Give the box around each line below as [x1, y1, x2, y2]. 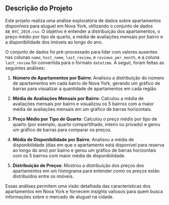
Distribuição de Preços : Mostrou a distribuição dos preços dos [12, 162, 144, 169]
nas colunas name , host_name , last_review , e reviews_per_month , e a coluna [5, 54, 160, 60]
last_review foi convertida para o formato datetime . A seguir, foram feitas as [5, 59, 164, 65]
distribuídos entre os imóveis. [12, 173, 74, 179]
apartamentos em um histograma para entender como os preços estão [12, 168, 160, 174]
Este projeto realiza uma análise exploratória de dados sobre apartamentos [5, 17, 161, 23]
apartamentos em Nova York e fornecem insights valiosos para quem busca [5, 188, 163, 194]
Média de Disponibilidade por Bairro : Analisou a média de [12, 136, 134, 142]
